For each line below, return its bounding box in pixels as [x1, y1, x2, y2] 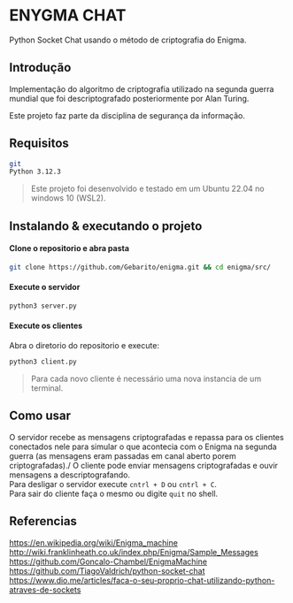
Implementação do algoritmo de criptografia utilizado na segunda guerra [9, 83, 274, 94]
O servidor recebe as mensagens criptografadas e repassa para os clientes [9, 431, 285, 442]
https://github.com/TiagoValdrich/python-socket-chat [9, 565, 205, 576]
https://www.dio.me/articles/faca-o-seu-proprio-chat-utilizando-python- [9, 575, 275, 585]
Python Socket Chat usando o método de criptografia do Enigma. [9, 34, 247, 45]
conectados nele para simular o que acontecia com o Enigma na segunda [9, 441, 277, 452]
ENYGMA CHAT [9, 5, 127, 26]
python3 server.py [9, 301, 77, 310]
